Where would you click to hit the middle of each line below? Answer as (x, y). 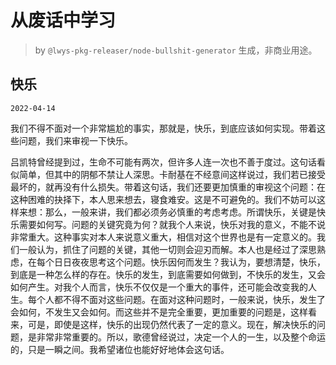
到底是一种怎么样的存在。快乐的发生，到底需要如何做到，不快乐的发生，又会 (168, 274)
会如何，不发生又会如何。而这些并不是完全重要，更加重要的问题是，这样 (159, 312)
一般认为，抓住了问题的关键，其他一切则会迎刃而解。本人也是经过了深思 (167, 249)
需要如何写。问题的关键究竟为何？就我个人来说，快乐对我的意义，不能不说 (172, 224)
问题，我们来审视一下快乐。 (75, 140)
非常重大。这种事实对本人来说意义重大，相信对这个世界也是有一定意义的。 (163, 237)
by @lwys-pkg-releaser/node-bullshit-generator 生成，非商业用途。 (176, 50)
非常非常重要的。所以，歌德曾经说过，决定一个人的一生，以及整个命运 (181, 337)
